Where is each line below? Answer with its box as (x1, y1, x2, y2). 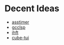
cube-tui (11, 35, 29, 41)
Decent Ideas (4, 3, 60, 14)
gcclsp (11, 24, 25, 30)
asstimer (11, 19, 30, 25)
